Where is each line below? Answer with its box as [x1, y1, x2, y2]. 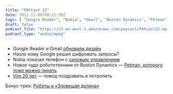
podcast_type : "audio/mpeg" [5, 31, 66, 36]
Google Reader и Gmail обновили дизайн [12, 46, 101, 51]
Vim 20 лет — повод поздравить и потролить [12, 73, 112, 79]
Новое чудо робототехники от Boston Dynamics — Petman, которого [12, 62, 163, 68]
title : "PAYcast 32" [5, 7, 50, 13]
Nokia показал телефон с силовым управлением [12, 57, 120, 62]
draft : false [5, 22, 33, 27]
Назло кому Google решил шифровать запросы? [12, 51, 119, 57]
